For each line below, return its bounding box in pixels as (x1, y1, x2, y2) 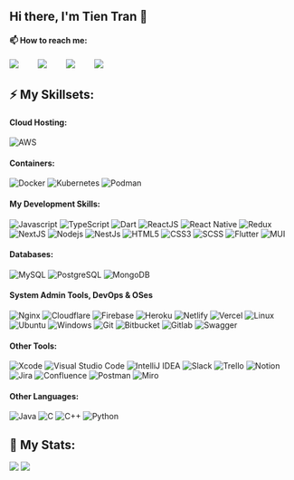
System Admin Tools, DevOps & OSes (9, 290, 154, 301)
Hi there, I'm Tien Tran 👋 (9, 9, 148, 24)
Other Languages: (9, 390, 80, 401)
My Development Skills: (9, 198, 101, 209)
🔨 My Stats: (9, 437, 76, 453)
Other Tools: (9, 341, 57, 351)
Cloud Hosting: (9, 117, 68, 128)
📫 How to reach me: (9, 34, 88, 45)
